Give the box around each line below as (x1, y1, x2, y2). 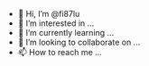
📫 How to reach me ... (17, 47, 102, 57)
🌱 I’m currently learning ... (17, 28, 115, 37)
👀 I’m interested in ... (17, 18, 95, 29)
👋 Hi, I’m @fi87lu (17, 9, 80, 19)
